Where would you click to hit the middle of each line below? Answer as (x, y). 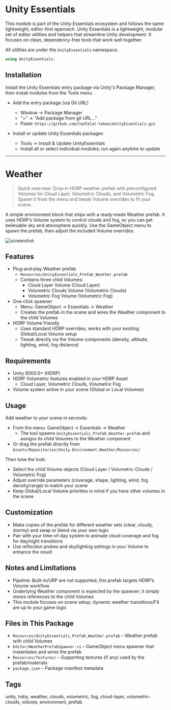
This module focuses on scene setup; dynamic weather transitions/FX (86, 602)
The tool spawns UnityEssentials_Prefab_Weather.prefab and (85, 433)
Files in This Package (39, 623)
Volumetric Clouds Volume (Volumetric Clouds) (77, 291)
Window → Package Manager (51, 112)
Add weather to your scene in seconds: (47, 418)
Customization (29, 513)
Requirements (28, 361)
